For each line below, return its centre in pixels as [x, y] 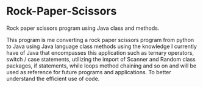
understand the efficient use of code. [53, 78]
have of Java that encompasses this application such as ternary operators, [100, 52]
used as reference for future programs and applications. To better [89, 72]
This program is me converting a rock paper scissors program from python [100, 40]
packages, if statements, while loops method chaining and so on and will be [101, 66]
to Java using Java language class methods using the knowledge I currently [101, 46]
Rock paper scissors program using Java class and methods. [83, 28]
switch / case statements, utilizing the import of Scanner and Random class [101, 59]
